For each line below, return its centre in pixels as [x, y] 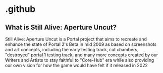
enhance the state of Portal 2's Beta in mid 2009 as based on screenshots [81, 44]
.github [20, 9]
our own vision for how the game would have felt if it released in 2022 [77, 65]
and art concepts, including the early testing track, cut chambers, [72, 50]
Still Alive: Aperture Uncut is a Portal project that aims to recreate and [76, 39]
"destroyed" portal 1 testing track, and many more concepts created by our [81, 55]
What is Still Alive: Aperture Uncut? [61, 27]
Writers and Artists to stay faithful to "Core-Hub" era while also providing [80, 60]
